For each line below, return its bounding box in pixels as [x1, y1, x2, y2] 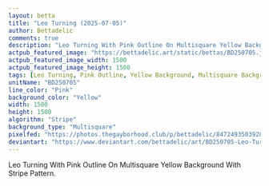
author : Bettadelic [8, 26, 74, 34]
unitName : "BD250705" [8, 78, 81, 86]
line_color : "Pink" [8, 85, 74, 94]
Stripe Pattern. [8, 168, 56, 178]
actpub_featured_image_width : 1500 [8, 57, 127, 65]
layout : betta [8, 11, 56, 20]
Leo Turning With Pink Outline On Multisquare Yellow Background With [8, 160, 242, 169]
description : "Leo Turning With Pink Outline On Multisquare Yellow [8, 42, 242, 49]
